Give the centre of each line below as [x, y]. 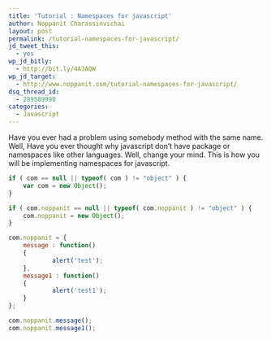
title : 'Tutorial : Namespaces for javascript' [90, 16]
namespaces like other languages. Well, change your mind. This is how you [134, 155]
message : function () [59, 246]
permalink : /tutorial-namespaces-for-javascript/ [94, 39]
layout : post [30, 31]
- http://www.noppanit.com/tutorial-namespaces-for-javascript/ [127, 84]
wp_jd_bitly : [30, 62]
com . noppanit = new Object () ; [74, 216]
